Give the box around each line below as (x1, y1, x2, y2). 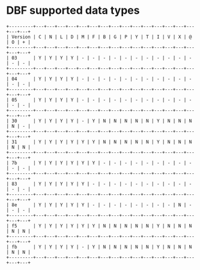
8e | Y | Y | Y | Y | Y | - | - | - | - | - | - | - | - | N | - (11, 202, 192, 208)
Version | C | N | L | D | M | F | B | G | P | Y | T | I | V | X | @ (11, 34, 192, 40)
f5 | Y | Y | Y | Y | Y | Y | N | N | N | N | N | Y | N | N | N (11, 223, 192, 229)
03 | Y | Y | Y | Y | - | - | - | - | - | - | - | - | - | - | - (11, 55, 192, 61)
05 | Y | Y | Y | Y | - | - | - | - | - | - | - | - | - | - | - (11, 97, 192, 103)
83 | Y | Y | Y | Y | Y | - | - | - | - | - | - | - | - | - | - (11, 181, 192, 187)
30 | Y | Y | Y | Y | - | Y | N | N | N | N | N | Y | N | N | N (11, 118, 192, 124)
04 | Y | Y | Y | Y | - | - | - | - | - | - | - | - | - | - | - (11, 76, 192, 82)
